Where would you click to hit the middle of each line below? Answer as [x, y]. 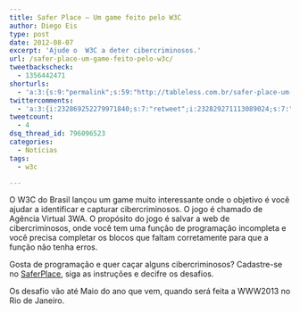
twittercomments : [42, 100]
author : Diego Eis [43, 26]
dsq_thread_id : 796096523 [57, 134]
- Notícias [37, 150]
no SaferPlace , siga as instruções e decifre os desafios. [112, 274]
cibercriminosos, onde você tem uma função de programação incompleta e [148, 228]
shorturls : [29, 84]
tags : [19, 158]
